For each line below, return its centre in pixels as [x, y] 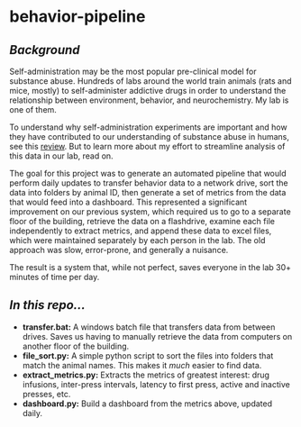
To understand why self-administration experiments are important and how [148, 127]
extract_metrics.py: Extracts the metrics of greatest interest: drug [146, 375]
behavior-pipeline [78, 17]
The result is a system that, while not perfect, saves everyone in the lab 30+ [150, 267]
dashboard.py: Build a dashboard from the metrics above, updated [147, 404]
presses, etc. [46, 394]
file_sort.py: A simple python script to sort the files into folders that [148, 355]
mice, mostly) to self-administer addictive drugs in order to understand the [148, 91]
